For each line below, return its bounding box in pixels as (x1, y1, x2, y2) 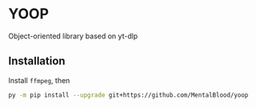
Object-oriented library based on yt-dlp (8, 31, 138, 41)
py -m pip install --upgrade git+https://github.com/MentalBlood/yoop (8, 91, 249, 99)
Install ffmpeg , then (8, 75, 70, 85)
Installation (8, 54, 66, 68)
